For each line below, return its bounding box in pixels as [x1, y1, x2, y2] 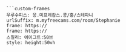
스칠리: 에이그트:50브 [6, 34, 53, 41]
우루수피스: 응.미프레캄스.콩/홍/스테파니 [6, 12, 93, 18]
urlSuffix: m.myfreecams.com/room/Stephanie [6, 18, 121, 24]
